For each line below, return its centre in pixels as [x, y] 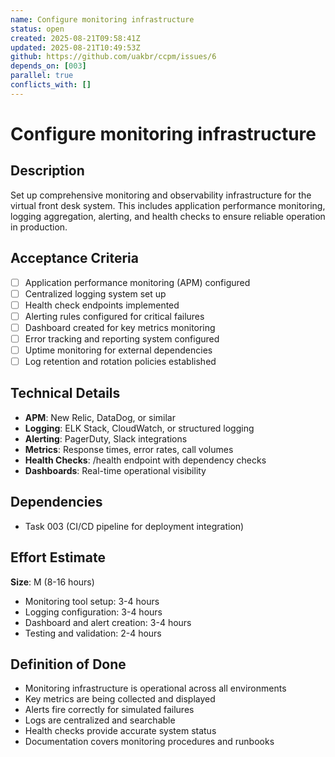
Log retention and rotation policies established [120, 361]
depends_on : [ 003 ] [48, 66]
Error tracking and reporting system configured [122, 338]
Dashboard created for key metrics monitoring [120, 327]
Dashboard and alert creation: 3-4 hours [108, 622]
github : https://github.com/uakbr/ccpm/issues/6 [113, 57]
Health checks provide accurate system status [120, 731]
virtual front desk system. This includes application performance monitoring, [168, 205]
